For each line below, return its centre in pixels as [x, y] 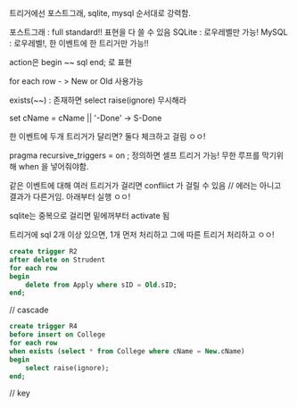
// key [20, 393]
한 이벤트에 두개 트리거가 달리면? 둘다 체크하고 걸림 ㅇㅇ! [107, 136]
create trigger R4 [43, 327]
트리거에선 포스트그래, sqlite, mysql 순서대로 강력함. [100, 13]
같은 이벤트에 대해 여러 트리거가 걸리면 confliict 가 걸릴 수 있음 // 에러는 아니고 [145, 185]
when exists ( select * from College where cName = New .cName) [127, 351]
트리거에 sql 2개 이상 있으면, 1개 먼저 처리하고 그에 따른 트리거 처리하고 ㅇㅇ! [142, 234]
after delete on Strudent [57, 260]
